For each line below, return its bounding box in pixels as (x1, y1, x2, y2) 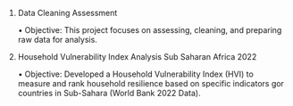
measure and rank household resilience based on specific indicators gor (17, 78, 284, 88)
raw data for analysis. (17, 35, 98, 45)
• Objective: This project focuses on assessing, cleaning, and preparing (17, 25, 282, 35)
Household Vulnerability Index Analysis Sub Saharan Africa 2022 (17, 52, 257, 61)
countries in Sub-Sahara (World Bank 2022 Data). (17, 88, 201, 98)
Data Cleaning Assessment (17, 8, 118, 18)
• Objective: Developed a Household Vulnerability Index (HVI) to (17, 69, 255, 79)
